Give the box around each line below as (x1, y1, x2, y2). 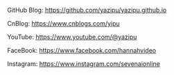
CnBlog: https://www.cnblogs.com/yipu (7, 19, 120, 27)
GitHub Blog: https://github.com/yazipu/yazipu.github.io (7, 6, 167, 14)
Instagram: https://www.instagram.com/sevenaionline (7, 60, 161, 68)
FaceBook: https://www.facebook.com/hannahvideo (7, 47, 157, 54)
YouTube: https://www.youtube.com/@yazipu (7, 33, 137, 41)
